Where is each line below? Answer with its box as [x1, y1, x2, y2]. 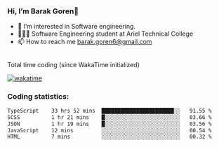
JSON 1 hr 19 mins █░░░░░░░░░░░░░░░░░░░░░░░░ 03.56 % [7, 120, 212, 127]
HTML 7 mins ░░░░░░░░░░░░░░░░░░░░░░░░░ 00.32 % [7, 133, 212, 141]
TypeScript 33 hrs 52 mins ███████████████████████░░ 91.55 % [7, 107, 212, 114]
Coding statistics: [7, 91, 69, 101]
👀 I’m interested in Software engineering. [17, 22, 135, 31]
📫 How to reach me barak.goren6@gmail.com [17, 38, 152, 46]
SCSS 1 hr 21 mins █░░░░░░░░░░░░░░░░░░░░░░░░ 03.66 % [7, 113, 212, 121]
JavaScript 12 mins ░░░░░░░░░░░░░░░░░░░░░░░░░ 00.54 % [7, 127, 212, 134]
